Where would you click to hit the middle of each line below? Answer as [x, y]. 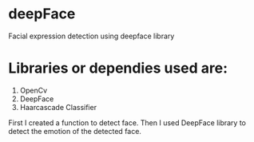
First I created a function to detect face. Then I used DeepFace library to [127, 122]
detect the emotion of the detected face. [75, 131]
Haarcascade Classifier [58, 107]
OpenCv [34, 90]
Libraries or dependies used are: [118, 68]
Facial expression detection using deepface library [91, 36]
